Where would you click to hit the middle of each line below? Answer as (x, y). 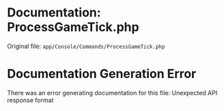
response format (30, 100)
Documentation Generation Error (102, 74)
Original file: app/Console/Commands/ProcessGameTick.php (86, 46)
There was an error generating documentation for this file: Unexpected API (112, 92)
